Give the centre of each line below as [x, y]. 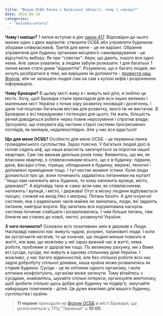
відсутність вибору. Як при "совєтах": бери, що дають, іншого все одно [80, 58]
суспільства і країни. [27, 294]
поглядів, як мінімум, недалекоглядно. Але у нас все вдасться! [71, 129]
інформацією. [19, 84]
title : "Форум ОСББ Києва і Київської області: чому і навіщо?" [72, 10]
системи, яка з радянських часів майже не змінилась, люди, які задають [81, 201]
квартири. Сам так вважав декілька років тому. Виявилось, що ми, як [78, 155]
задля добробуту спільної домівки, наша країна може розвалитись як [78, 263]
